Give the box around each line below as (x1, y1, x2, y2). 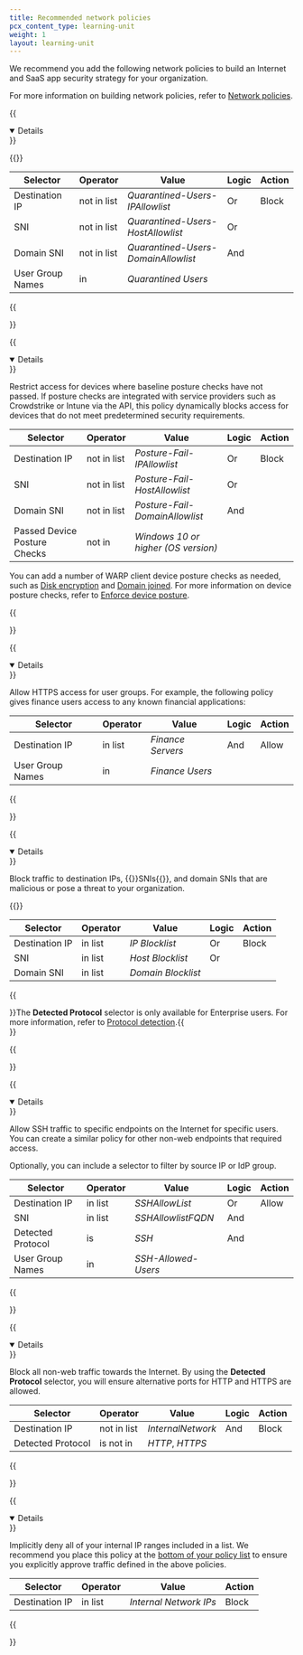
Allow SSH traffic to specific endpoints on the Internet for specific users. (9, 1124, 279, 1134)
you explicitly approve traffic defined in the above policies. (9, 1559, 227, 1570)
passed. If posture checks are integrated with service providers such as (9, 390, 277, 402)
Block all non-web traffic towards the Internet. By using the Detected (9, 1367, 266, 1378)
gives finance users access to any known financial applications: (9, 697, 246, 708)
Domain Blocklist (129, 966, 201, 979)
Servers (150, 745, 184, 757)
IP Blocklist (129, 937, 177, 950)
